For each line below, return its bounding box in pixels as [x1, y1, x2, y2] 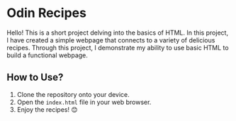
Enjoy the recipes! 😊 [16, 105, 79, 114]
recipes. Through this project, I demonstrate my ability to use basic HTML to [6, 43, 229, 52]
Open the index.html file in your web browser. [16, 98, 152, 106]
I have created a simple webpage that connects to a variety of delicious [6, 35, 215, 44]
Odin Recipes [6, 5, 86, 21]
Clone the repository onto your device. [16, 90, 130, 98]
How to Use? [6, 71, 64, 83]
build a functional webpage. [6, 51, 88, 59]
